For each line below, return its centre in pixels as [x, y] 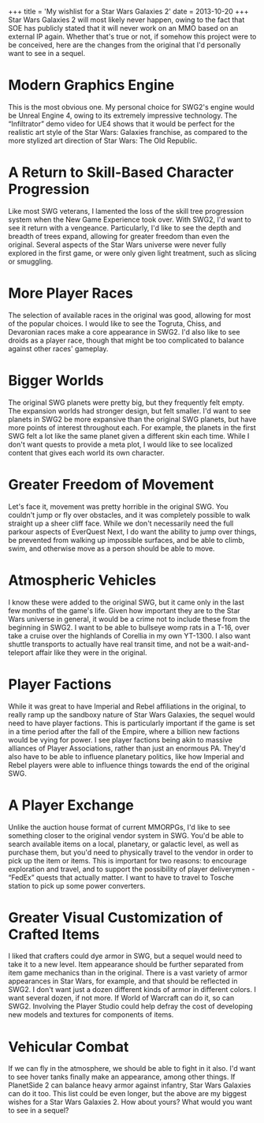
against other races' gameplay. [58, 348]
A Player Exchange [71, 805]
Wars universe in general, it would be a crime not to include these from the [129, 619]
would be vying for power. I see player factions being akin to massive [120, 739]
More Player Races [71, 293]
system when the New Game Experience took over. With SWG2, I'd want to [130, 219]
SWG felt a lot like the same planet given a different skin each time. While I [129, 436]
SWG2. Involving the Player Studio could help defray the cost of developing [131, 1006]
